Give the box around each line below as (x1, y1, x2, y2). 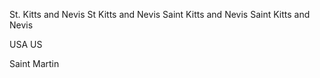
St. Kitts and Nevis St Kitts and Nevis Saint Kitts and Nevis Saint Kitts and (9, 9, 311, 20)
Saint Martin (9, 58, 60, 69)
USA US (9, 39, 43, 50)
